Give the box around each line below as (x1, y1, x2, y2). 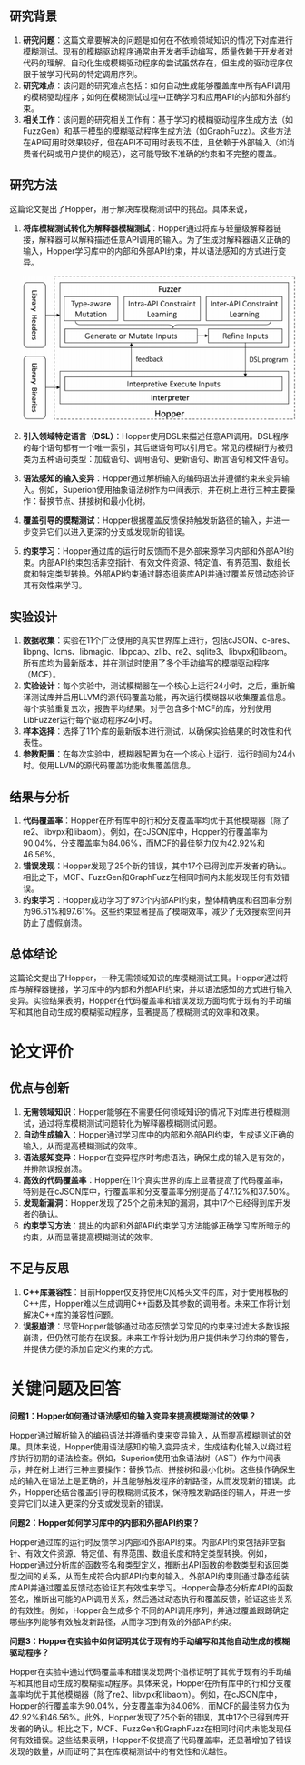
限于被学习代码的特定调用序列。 (22, 68, 143, 79)
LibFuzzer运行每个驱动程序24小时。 (22, 715, 157, 726)
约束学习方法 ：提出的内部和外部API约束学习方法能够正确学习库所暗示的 (22, 1219, 290, 1230)
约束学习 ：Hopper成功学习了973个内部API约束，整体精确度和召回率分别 (22, 895, 293, 906)
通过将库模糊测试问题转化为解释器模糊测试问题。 (38, 1118, 222, 1128)
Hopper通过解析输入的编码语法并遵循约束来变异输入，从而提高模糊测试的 (9, 1429, 284, 1440)
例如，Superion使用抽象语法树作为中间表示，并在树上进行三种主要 (38, 485, 288, 496)
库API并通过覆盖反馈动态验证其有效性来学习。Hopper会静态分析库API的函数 (9, 1581, 294, 1593)
